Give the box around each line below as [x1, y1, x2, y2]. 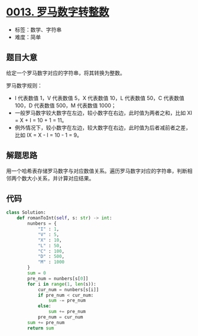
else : [37, 303, 51, 309]
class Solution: [6, 209, 46, 216]
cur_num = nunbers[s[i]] [37, 286, 99, 293]
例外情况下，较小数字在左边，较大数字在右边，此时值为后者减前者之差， [14, 124, 191, 131]
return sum [27, 325, 54, 331]
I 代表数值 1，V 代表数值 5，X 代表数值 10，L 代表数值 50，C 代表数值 [14, 94, 185, 101]
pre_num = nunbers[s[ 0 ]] [27, 276, 89, 282]
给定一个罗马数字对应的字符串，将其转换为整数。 [6, 69, 125, 76]
